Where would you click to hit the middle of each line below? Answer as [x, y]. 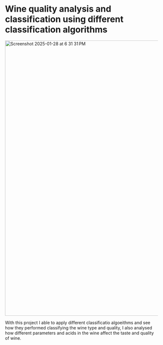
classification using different [64, 19]
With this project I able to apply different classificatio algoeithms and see [78, 323]
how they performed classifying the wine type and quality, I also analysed [79, 327]
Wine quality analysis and [58, 9]
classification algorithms [56, 30]
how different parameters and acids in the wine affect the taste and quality [80, 333]
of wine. [13, 338]
